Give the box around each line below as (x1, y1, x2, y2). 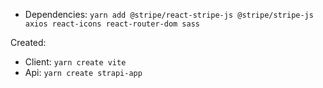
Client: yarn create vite (24, 56, 127, 68)
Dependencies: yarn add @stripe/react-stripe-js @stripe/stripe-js (24, 9, 314, 20)
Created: (10, 37, 47, 48)
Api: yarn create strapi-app (24, 67, 143, 78)
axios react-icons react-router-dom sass (24, 19, 200, 29)
